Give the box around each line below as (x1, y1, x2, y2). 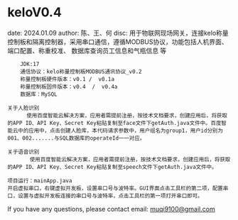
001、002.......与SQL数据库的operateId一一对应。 (7, 134, 146, 142)
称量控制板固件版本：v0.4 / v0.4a (20, 83, 118, 90)
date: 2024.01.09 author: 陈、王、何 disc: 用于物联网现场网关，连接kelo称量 (7, 28, 229, 37)
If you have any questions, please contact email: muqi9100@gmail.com (7, 204, 215, 213)
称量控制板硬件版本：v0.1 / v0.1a (20, 75, 115, 82)
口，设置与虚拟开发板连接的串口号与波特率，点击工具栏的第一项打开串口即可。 (7, 192, 203, 199)
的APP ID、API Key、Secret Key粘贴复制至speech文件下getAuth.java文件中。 (7, 163, 217, 170)
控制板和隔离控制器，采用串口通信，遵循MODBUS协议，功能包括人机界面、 (7, 37, 229, 46)
